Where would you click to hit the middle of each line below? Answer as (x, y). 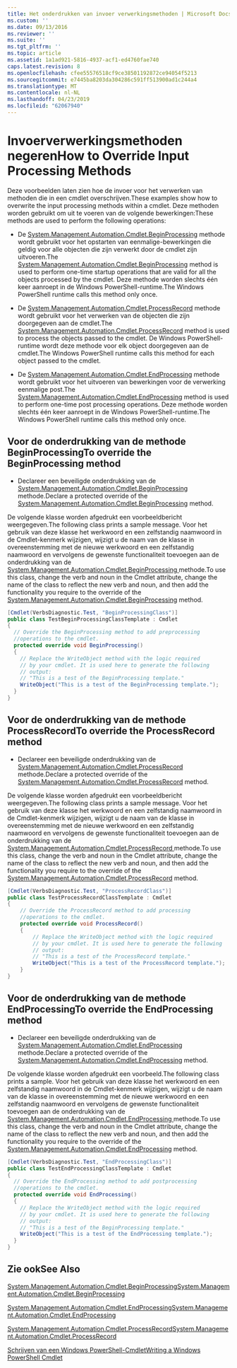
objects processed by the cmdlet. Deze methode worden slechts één (117, 279)
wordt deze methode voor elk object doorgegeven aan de (125, 345)
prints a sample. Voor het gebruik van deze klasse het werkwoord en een (114, 1081)
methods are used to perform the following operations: (87, 221)
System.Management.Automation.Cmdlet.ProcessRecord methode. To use (114, 848)
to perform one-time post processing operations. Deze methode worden (122, 404)
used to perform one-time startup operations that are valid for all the (117, 271)
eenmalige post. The (46, 389)
